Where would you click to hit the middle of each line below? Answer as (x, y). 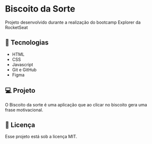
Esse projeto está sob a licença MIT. (41, 137)
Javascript (23, 64)
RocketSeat (16, 27)
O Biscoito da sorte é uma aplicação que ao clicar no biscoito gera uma (76, 104)
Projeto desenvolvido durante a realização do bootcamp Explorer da (73, 22)
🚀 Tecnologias (27, 43)
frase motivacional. (24, 110)
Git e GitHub (24, 70)
